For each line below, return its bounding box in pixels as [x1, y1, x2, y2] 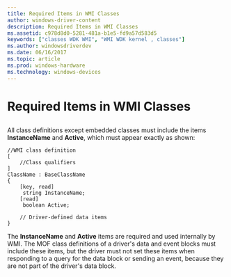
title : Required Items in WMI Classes [7, 10, 120, 17]
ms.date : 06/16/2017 [7, 49, 67, 56]
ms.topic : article [7, 56, 61, 63]
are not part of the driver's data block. [7, 262, 117, 270]
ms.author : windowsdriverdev [7, 42, 92, 49]
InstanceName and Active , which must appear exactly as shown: [7, 134, 196, 142]
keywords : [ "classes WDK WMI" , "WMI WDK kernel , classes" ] [7, 36, 186, 43]
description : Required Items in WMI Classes [7, 23, 138, 30]
